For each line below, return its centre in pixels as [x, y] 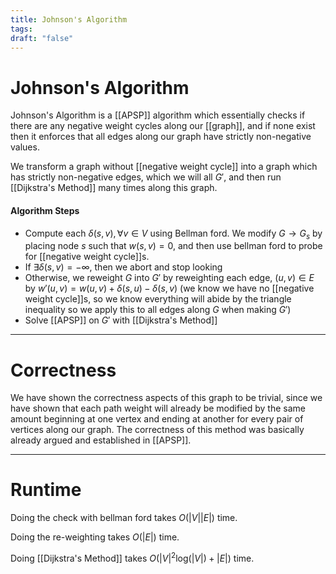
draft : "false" [42, 38]
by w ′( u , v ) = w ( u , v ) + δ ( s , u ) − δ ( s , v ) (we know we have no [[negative [169, 288]
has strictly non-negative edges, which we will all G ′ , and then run [146, 177]
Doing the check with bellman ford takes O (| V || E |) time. [124, 518]
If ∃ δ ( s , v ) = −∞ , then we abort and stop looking [123, 267]
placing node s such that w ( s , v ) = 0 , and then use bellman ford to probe [173, 246]
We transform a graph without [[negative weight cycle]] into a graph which [164, 167]
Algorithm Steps [45, 210]
